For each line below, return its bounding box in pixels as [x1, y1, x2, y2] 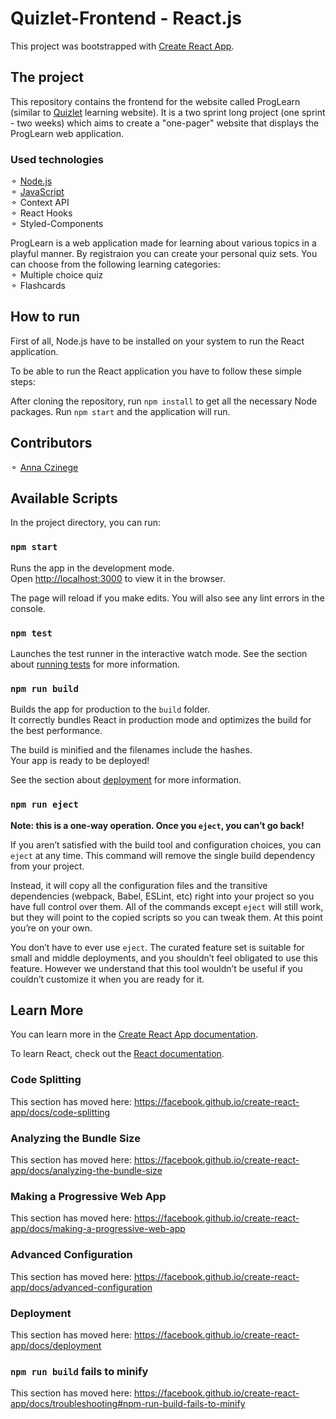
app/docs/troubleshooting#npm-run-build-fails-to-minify [10, 1398, 246, 1410]
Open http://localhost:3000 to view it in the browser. [10, 572, 226, 584]
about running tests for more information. [10, 658, 180, 671]
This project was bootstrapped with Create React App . [10, 40, 235, 52]
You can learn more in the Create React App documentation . [10, 1028, 259, 1041]
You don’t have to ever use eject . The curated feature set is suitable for [10, 941, 305, 953]
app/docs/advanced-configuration [10, 1281, 153, 1293]
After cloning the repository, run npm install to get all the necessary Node [10, 395, 318, 407]
